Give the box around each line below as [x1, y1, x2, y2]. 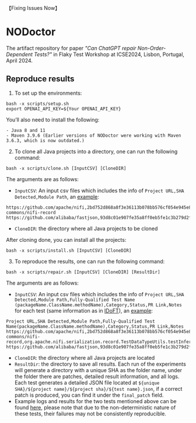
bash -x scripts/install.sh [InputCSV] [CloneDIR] [6, 247, 132, 254]
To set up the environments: [14, 89, 82, 96]
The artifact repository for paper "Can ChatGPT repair [6, 44, 136, 51]
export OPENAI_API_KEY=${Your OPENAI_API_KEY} [6, 106, 121, 112]
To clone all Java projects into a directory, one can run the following [14, 148, 178, 155]
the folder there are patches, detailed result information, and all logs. [14, 373, 180, 380]
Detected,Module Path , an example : [14, 193, 99, 200]
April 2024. [6, 57, 33, 64]
